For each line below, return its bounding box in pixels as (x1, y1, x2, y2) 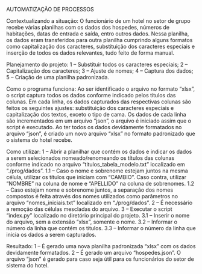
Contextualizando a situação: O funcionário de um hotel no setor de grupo (6, 17, 191, 24)
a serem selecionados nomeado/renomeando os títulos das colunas (6, 154, 175, 162)
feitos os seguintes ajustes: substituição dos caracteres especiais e (6, 105, 174, 111)
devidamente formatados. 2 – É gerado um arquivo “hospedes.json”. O (6, 249, 181, 256)
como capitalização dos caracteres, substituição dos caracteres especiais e (6, 43, 195, 50)
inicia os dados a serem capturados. (6, 231, 96, 238)
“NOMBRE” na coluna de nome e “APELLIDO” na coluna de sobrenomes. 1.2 (6, 180, 195, 187)
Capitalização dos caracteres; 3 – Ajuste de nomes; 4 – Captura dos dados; (6, 67, 194, 75)
